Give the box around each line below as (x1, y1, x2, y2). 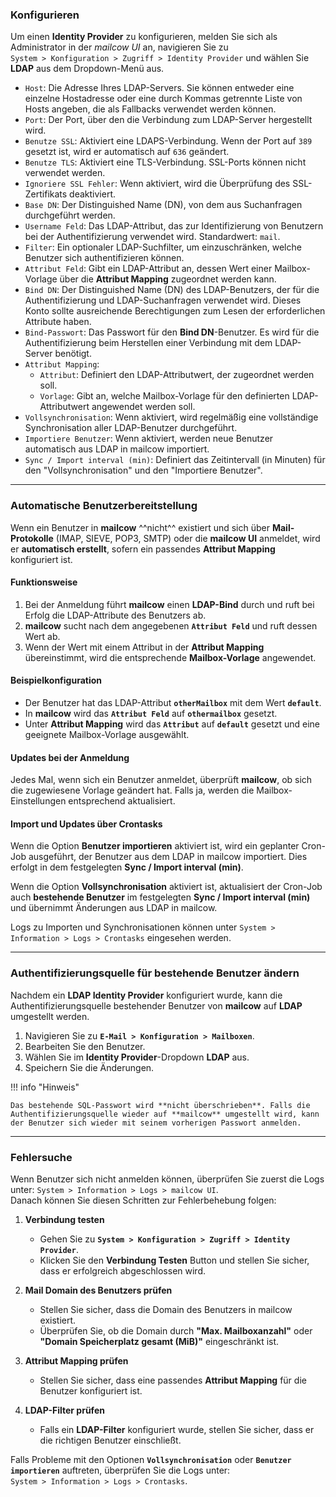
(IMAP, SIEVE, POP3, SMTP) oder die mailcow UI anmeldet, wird (55, 532, 321, 544)
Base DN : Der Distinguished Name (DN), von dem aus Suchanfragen (24, 199, 303, 211)
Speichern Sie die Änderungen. (24, 1061, 155, 1073)
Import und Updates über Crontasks (10, 818, 163, 830)
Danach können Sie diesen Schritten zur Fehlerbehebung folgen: (10, 1194, 277, 1206)
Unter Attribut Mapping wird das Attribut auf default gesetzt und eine (24, 718, 321, 730)
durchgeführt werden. (24, 209, 116, 222)
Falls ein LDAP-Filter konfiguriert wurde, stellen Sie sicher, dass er (39, 1424, 315, 1435)
